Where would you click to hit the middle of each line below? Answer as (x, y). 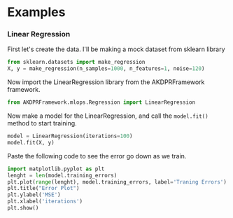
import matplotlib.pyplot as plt (56, 169)
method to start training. (42, 123)
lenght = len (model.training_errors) (62, 175)
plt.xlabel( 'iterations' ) (45, 202)
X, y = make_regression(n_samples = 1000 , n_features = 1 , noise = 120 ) (106, 69)
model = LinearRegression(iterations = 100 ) (70, 136)
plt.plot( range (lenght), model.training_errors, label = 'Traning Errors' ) (117, 182)
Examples (36, 12)
